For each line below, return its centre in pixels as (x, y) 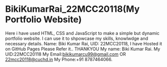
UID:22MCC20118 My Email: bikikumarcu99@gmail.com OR (66, 54)
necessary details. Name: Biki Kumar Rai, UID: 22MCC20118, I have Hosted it (84, 43)
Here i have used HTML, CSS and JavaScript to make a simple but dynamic (82, 33)
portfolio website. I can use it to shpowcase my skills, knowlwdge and (77, 38)
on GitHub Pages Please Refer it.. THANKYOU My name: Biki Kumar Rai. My (83, 49)
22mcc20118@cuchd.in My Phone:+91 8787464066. (59, 59)
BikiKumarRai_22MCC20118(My (73, 9)
